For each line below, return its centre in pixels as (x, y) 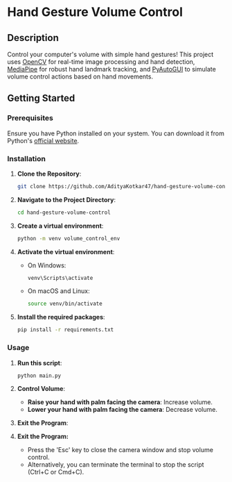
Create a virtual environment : (60, 226)
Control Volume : (41, 389)
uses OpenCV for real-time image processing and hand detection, (101, 62)
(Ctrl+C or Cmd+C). (56, 472)
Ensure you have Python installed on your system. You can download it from (116, 133)
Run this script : (39, 363)
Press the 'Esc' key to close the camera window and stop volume (120, 450)
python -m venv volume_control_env (69, 238)
